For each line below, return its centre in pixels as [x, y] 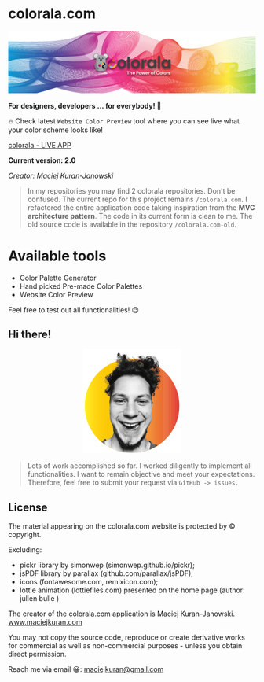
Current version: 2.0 [42, 160]
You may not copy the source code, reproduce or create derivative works [127, 637]
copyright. [25, 535]
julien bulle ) [39, 599]
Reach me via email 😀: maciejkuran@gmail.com [86, 669]
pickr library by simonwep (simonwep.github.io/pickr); [107, 565]
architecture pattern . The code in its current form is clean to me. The [140, 216]
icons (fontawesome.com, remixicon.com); [89, 582]
